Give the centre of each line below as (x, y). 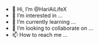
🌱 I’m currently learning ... (44, 22)
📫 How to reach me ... (40, 35)
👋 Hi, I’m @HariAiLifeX (39, 9)
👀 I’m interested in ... (37, 15)
